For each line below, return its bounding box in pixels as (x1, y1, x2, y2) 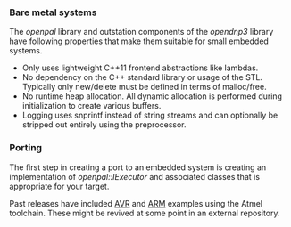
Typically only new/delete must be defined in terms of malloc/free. (21, 82, 267, 93)
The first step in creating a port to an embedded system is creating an (9, 162, 267, 173)
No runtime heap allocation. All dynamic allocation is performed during (21, 91, 283, 101)
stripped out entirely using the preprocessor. (21, 119, 187, 130)
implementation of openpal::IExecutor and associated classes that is (9, 171, 261, 182)
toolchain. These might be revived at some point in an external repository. (9, 207, 280, 218)
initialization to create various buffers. (21, 101, 162, 111)
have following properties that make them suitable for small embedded (9, 36, 270, 46)
